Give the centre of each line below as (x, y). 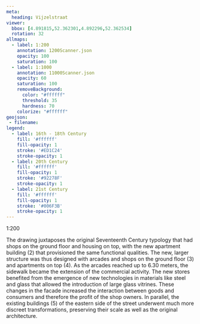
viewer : (16, 23)
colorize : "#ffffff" (42, 112)
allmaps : (17, 39)
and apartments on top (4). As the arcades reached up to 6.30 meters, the (97, 266)
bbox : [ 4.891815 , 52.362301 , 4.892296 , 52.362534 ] (72, 28)
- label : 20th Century (40, 162)
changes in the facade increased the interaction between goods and (90, 291)
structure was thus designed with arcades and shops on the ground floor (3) (100, 259)
